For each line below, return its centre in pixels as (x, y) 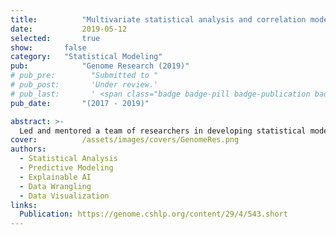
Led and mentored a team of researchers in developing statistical (163, 131)
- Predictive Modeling (66, 168)
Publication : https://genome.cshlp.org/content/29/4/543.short (153, 214)
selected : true (55, 38)
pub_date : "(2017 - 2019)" (80, 103)
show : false (48, 47)
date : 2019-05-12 (69, 29)
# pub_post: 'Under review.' (84, 85)
